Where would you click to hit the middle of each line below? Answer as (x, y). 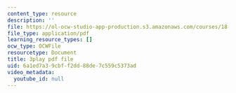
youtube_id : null (39, 79)
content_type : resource (42, 14)
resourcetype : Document (42, 53)
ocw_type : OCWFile (34, 46)
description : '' (31, 20)
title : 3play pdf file (40, 59)
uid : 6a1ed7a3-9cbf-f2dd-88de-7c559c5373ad (72, 66)
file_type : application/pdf (48, 33)
